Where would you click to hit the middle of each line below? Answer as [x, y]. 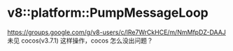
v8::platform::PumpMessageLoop [108, 13]
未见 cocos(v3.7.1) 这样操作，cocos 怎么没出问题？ [80, 41]
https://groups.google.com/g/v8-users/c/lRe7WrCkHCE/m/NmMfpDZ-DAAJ [116, 32]
